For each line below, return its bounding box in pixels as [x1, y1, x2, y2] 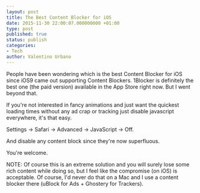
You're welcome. [6, 149, 48, 156]
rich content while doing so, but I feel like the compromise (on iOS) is [6, 167, 178, 174]
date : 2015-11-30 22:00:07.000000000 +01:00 [6, 20, 120, 26]
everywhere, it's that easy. [6, 114, 72, 121]
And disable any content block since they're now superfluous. [6, 137, 160, 145]
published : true [6, 31, 47, 37]
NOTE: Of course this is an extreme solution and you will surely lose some [6, 160, 190, 168]
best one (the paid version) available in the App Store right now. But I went [6, 83, 191, 90]
